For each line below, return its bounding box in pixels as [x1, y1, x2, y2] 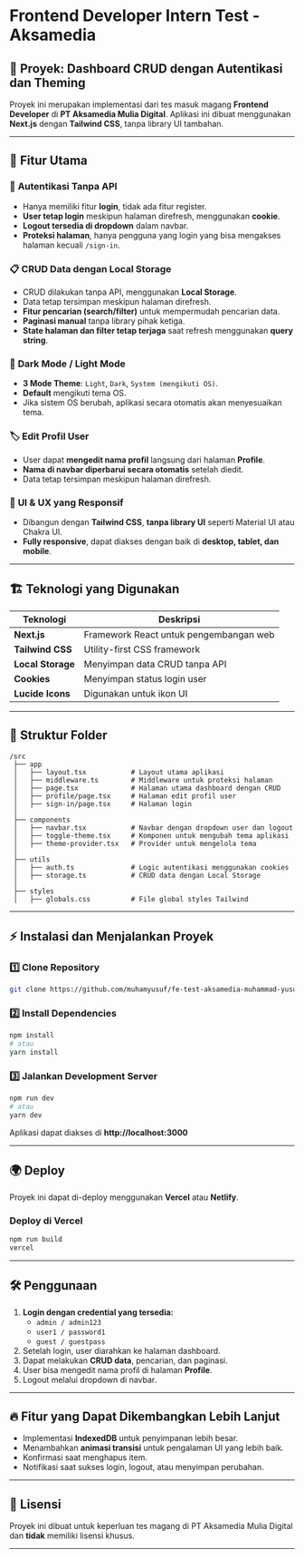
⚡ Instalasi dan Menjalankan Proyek [9, 929, 214, 944]
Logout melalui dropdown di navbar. [22, 1374, 157, 1385]
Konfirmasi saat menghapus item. [22, 1452, 147, 1463]
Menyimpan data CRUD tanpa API [83, 657, 227, 670]
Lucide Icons [14, 686, 71, 699]
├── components [13, 815, 71, 824]
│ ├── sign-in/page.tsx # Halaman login [13, 799, 193, 808]
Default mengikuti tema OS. [22, 387, 127, 399]
